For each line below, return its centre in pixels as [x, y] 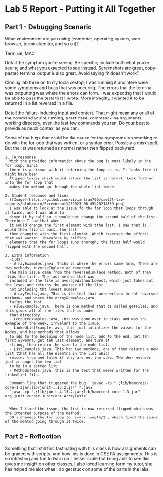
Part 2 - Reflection [33, 437]
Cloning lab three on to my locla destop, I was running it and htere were [77, 82]
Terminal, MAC [20, 53]
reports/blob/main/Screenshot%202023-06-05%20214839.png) [65, 204]
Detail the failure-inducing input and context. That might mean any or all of [80, 113]
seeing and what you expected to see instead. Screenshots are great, [75, 68]
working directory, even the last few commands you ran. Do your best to [77, 123]
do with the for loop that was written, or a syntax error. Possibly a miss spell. [81, 143]
